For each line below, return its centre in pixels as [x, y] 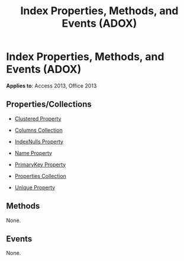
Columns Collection [39, 130]
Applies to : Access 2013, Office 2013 [51, 86]
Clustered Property [38, 118]
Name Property [33, 153]
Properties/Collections [49, 104]
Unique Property [35, 187]
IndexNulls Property [39, 141]
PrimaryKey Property [40, 165]
